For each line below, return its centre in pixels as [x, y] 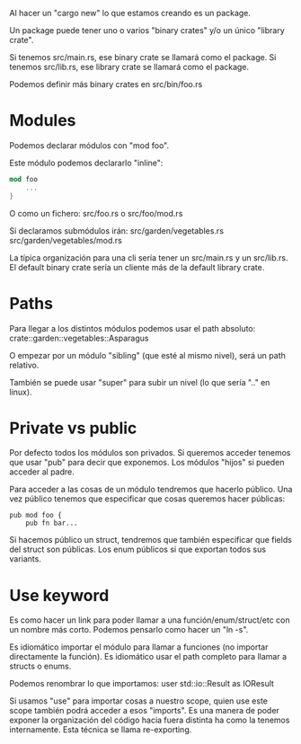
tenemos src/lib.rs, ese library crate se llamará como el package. [129, 67]
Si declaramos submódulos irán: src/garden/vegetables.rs [117, 230]
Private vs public [73, 428]
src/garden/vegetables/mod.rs [66, 240]
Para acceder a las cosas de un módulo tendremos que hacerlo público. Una [151, 490]
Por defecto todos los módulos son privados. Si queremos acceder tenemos [150, 453]
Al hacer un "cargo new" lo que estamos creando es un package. [130, 13]
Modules [43, 121]
